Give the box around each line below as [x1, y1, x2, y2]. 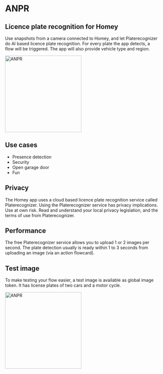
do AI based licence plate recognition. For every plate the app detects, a [5, 41, 150, 47]
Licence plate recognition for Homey [5, 23, 119, 31]
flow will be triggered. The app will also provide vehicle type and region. [5, 46, 150, 51]
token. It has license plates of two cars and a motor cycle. [5, 282, 121, 288]
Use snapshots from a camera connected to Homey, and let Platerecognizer [5, 35, 158, 41]
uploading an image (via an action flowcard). [5, 250, 95, 256]
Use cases [5, 141, 38, 150]
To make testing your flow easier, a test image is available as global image [5, 277, 154, 283]
